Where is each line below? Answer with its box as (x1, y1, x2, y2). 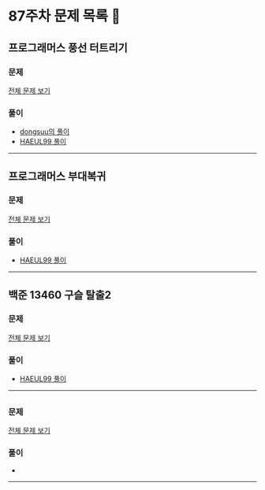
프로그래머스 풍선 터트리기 (8, 41, 128, 54)
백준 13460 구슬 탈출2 (8, 288, 112, 302)
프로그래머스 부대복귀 (8, 169, 106, 183)
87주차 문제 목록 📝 (8, 7, 121, 25)
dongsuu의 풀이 (19, 127, 70, 136)
